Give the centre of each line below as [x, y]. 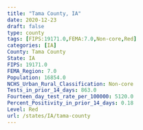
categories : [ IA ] [32, 45]
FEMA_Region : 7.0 [32, 71]
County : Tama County [37, 52]
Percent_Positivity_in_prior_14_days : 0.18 [70, 103]
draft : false [26, 26]
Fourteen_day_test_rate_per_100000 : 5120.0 [70, 97]
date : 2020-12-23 [32, 20]
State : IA [21, 58]
